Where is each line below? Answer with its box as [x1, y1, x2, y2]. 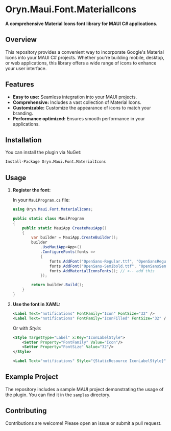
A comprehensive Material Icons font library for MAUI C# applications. [5, 20, 158, 27]
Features [5, 80, 34, 89]
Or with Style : [12, 325, 42, 331]
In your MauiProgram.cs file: [12, 197, 70, 203]
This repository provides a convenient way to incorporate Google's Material [5, 49, 164, 55]
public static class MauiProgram [12, 216, 84, 221]
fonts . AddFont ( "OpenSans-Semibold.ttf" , [49, 264, 137, 269]
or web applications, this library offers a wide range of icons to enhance [5, 60, 157, 66]
